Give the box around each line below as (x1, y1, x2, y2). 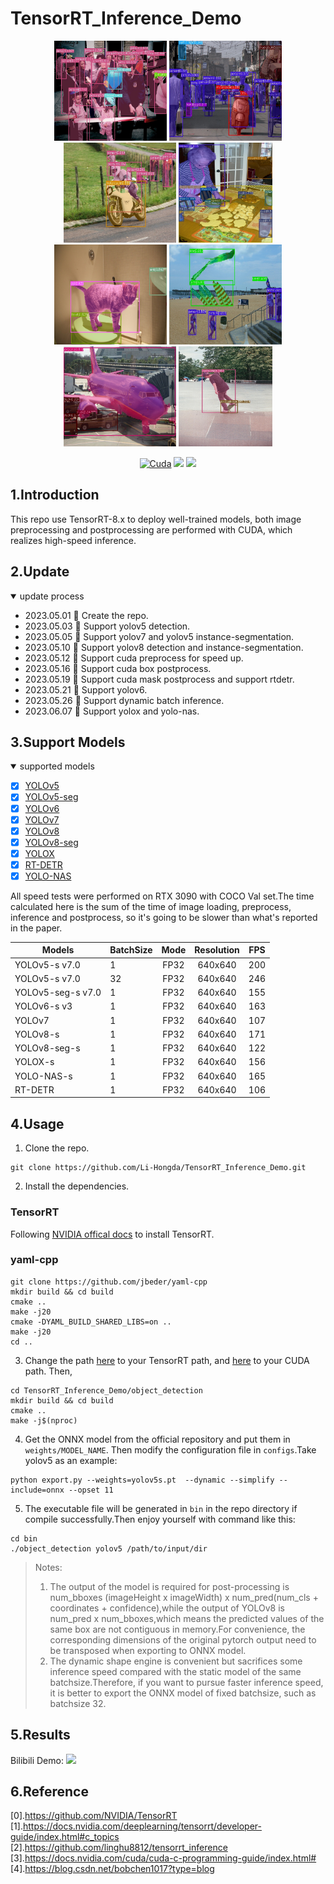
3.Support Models (10, 733, 126, 751)
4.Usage (10, 1115, 65, 1132)
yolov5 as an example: (24, 1454, 118, 1466)
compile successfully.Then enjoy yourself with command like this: (24, 1513, 296, 1525)
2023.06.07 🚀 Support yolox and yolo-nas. (24, 705, 200, 717)
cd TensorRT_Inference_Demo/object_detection (10, 1385, 203, 1396)
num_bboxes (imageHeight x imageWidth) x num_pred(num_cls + (49, 1591, 319, 1603)
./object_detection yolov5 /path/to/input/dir (10, 1543, 208, 1554)
